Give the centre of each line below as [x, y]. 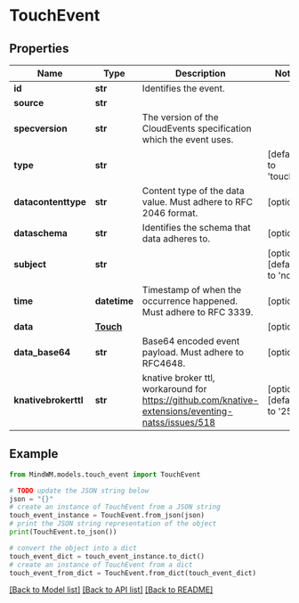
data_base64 [42, 352]
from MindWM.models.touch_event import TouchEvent [105, 474]
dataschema [41, 233]
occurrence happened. [190, 301]
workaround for [174, 389]
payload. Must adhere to [193, 352]
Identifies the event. [183, 88]
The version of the [181, 117]
